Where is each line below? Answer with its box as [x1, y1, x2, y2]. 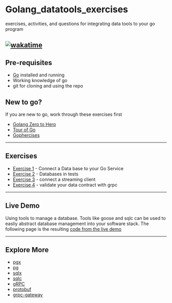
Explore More [5, 245, 49, 254]
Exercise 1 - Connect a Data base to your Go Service [12, 165, 124, 171]
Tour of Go [12, 127, 36, 133]
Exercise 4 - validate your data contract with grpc [12, 181, 118, 188]
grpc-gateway [12, 292, 43, 298]
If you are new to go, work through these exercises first [5, 111, 122, 117]
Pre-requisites [5, 58, 52, 67]
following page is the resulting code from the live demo [5, 226, 122, 232]
